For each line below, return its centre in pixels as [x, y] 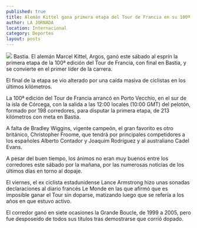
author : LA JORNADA [30, 22]
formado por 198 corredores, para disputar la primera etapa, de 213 [88, 110]
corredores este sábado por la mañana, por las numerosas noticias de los [95, 165]
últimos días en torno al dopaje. [44, 171]
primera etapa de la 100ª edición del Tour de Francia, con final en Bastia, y [96, 63]
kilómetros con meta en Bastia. [44, 117]
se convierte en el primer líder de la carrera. [59, 69]
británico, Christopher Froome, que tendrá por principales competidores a [96, 134]
